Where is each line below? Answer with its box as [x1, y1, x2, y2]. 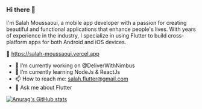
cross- [168, 32, 185, 39]
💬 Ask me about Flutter [14, 84, 72, 91]
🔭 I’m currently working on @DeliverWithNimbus [14, 62, 135, 69]
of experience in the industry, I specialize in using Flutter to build [6, 32, 167, 39]
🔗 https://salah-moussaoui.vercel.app [6, 50, 99, 58]
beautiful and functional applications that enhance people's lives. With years [6, 25, 196, 33]
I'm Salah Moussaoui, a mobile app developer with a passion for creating [6, 19, 187, 27]
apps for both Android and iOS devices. [28, 39, 127, 46]
